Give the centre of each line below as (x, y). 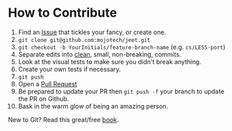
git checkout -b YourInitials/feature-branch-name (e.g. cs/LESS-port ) (122, 47)
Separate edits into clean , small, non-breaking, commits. (100, 54)
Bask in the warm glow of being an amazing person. (93, 106)
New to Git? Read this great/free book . (63, 119)
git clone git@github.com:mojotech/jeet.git (84, 40)
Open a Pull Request (48, 84)
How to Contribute (63, 13)
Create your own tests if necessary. (69, 69)
